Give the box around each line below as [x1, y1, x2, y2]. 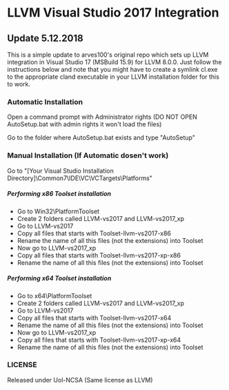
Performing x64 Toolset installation [7, 274, 112, 282]
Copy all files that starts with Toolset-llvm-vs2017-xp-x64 [17, 335, 181, 344]
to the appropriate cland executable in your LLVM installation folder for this [7, 72, 219, 81]
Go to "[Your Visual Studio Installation [7, 166, 114, 175]
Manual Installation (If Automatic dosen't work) [7, 150, 169, 160]
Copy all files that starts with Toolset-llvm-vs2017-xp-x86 [17, 251, 181, 260]
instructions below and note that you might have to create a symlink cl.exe [7, 66, 219, 73]
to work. [7, 80, 31, 88]
